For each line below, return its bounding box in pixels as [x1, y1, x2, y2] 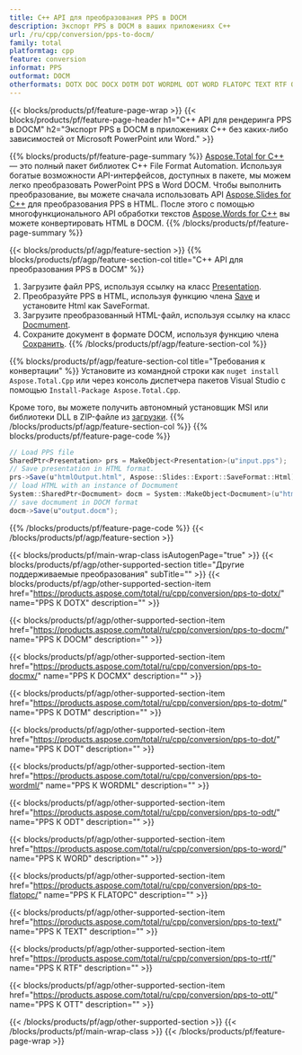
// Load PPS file [9, 448, 75, 457]
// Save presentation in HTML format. [9, 465, 155, 474]
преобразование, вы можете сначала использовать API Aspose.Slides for [9, 189, 291, 199]
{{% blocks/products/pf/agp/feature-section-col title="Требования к [9, 356, 266, 367]
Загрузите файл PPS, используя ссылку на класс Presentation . [22, 280, 262, 292]
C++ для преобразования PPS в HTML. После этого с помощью [9, 199, 255, 209]
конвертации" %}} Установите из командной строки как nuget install [9, 365, 280, 376]
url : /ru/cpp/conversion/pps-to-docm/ [9, 30, 155, 39]
